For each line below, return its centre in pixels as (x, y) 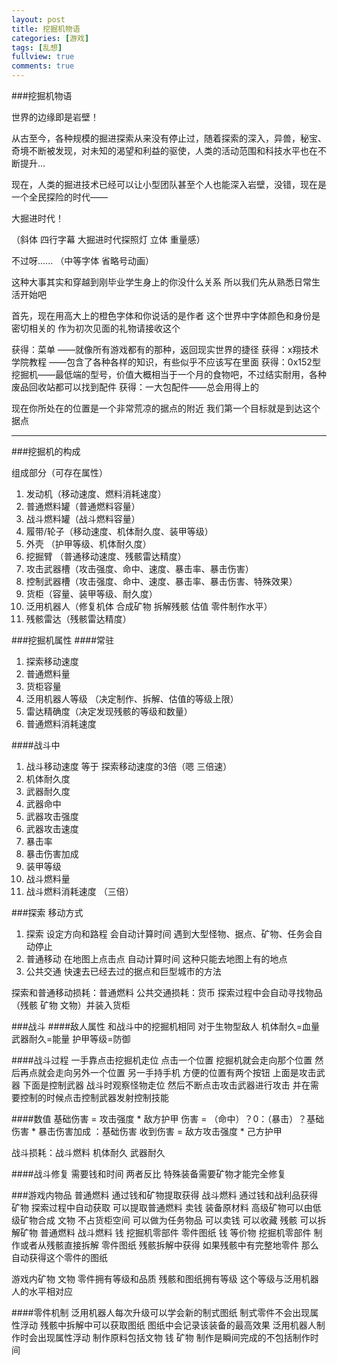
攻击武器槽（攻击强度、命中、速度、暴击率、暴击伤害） (139, 569)
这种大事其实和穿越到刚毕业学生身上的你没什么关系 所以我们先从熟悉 (152, 282)
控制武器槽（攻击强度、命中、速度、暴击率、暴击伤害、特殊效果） (161, 581)
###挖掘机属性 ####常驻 (63, 640)
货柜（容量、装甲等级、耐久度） (91, 594)
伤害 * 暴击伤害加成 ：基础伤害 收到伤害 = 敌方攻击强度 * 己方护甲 (147, 1131)
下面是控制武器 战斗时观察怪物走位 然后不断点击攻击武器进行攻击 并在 (166, 1085)
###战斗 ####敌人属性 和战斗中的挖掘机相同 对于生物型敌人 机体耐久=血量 (166, 1026)
